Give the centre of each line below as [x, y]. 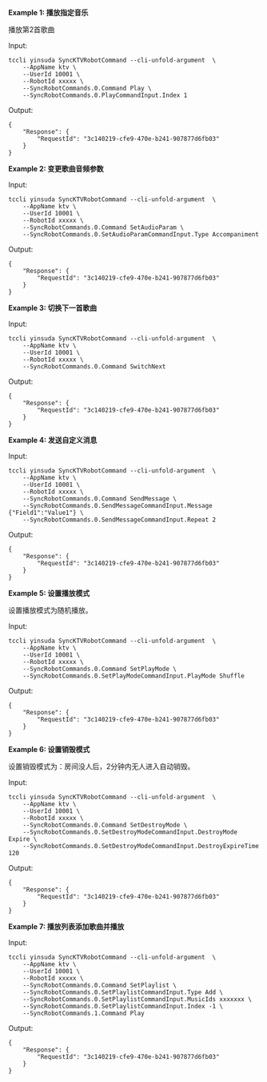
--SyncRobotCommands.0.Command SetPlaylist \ [100, 985]
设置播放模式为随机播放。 [50, 610]
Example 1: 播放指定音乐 [48, 12]
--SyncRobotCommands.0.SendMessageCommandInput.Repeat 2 [120, 520]
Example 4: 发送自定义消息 [53, 440]
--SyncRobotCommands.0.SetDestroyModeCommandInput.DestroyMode [130, 832]
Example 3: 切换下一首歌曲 [53, 308]
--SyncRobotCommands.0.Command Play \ [87, 88]
